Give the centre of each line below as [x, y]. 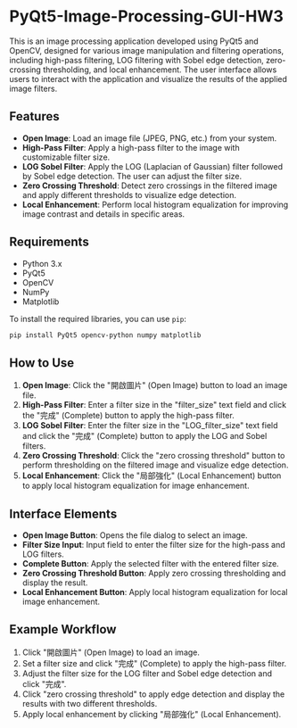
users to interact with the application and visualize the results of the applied [148, 79]
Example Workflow [63, 629]
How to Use [42, 363]
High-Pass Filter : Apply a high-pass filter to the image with [131, 147]
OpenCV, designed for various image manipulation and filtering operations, [147, 50]
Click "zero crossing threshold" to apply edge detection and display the [153, 694]
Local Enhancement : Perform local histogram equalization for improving [155, 204]
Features [34, 116]
